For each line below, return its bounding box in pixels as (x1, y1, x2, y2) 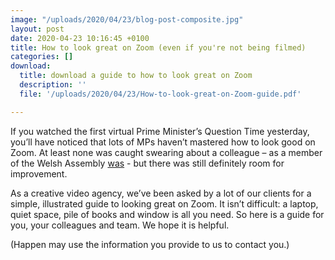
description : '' (19, 80, 87, 90)
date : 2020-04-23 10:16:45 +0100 (10, 33, 150, 43)
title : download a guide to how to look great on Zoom (19, 71, 253, 81)
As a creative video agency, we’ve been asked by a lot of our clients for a (10, 187, 312, 199)
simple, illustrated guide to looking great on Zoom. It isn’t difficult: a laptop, (10, 197, 319, 210)
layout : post (10, 24, 65, 34)
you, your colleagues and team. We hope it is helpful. (10, 219, 230, 231)
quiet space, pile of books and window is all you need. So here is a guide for (10, 208, 325, 220)
